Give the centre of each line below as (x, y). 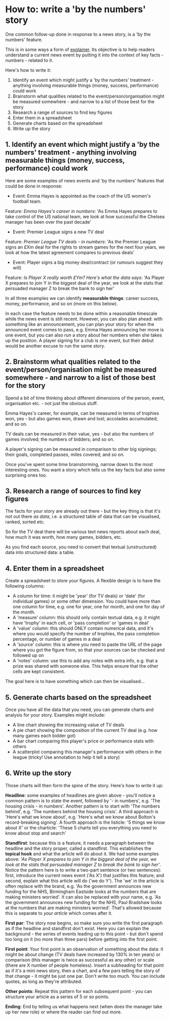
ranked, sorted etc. (25, 522)
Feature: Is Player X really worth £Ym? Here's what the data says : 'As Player (85, 277)
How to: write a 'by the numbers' (76, 9)
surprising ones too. (26, 475)
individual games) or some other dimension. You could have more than (87, 601)
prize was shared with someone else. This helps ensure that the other (86, 666)
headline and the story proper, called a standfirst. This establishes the (78, 848)
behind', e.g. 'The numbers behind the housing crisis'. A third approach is (82, 811)
